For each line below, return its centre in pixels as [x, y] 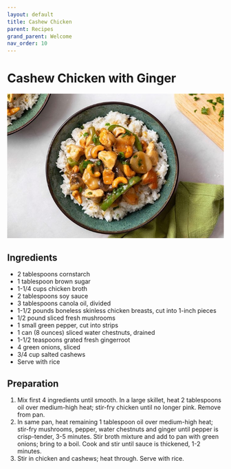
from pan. [31, 414]
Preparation [33, 383]
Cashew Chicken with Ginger [92, 78]
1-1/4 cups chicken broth [52, 289]
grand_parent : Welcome [40, 36]
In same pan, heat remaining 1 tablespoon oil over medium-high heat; [115, 422]
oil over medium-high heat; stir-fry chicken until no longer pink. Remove [119, 407]
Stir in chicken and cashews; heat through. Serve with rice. [100, 458]
